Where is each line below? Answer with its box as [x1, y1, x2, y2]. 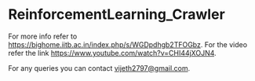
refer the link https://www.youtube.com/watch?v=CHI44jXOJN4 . [8, 48, 217, 57]
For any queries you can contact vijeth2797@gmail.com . [8, 63, 191, 72]
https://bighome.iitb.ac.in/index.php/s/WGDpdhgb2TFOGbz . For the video [8, 39, 248, 49]
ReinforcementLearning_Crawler [8, 6, 225, 24]
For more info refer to [8, 31, 78, 41]
